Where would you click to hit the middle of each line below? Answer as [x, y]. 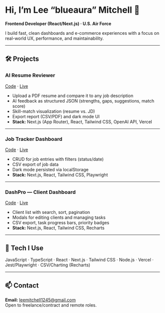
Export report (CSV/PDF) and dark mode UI [56, 116]
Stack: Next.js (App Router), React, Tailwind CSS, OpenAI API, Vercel [82, 122]
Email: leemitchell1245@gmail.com [41, 300]
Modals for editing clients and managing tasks [59, 217]
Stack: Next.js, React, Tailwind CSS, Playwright [60, 175]
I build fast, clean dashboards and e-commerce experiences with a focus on [82, 33]
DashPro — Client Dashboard [41, 192]
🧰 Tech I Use [24, 248]
